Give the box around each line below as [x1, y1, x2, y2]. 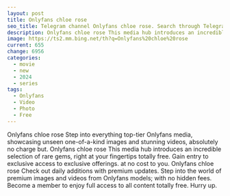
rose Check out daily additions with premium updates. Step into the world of [7, 167, 222, 175]
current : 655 [7, 42, 44, 48]
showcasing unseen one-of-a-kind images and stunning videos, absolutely [7, 137, 218, 145]
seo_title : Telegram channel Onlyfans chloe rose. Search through [7, 23, 201, 29]
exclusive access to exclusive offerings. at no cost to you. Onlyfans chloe [7, 159, 214, 167]
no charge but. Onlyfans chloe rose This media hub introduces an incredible [7, 145, 222, 153]
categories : [7, 55, 41, 61]
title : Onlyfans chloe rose [7, 16, 88, 23]
